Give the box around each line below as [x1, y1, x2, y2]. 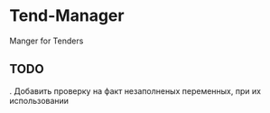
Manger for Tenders [9, 35, 84, 46]
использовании [9, 95, 70, 106]
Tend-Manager [9, 5, 125, 26]
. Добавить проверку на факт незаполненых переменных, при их [9, 85, 262, 96]
